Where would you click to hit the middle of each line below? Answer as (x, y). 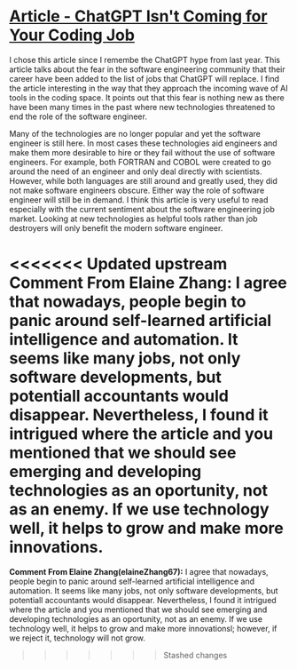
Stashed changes (195, 655)
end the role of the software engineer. (78, 116)
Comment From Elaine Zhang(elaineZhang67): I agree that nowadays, (139, 571)
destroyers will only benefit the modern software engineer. (116, 227)
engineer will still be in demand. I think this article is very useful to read (139, 199)
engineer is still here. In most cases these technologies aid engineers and (143, 143)
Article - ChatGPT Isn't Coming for (138, 16)
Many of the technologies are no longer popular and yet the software (135, 133)
